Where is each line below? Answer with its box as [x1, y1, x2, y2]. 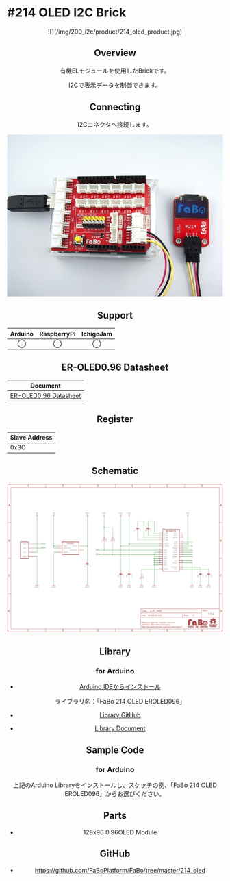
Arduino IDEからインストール [79, 683, 161, 691]
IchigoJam [81, 330, 112, 338]
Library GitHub [99, 711, 141, 719]
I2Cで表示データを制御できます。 [68, 81, 162, 89]
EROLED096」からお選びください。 [64, 789, 166, 797]
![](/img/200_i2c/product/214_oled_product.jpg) [47, 27, 183, 36]
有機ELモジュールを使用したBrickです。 [60, 66, 170, 75]
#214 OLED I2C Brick [7, 5, 127, 21]
